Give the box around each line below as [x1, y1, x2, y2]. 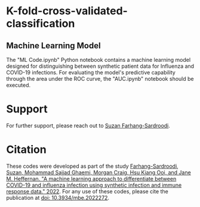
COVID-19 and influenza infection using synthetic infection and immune [6, 181, 182, 189]
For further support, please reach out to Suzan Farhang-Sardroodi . [6, 122, 170, 129]
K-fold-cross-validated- [6, 4, 128, 18]
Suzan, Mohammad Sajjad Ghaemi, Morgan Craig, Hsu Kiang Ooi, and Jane [6, 168, 191, 176]
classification [6, 17, 75, 30]
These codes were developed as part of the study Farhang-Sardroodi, [6, 162, 179, 170]
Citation [6, 143, 47, 156]
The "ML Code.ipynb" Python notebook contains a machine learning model [6, 57, 191, 63]
